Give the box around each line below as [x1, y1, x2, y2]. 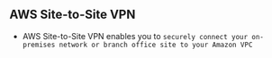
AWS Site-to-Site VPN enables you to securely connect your [22, 30, 249, 41]
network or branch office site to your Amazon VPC [59, 40, 253, 49]
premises [22, 40, 56, 49]
